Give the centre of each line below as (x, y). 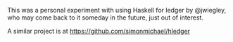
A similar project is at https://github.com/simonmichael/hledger (99, 31)
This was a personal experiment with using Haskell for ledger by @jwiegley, (117, 10)
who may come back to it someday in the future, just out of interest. (106, 17)
